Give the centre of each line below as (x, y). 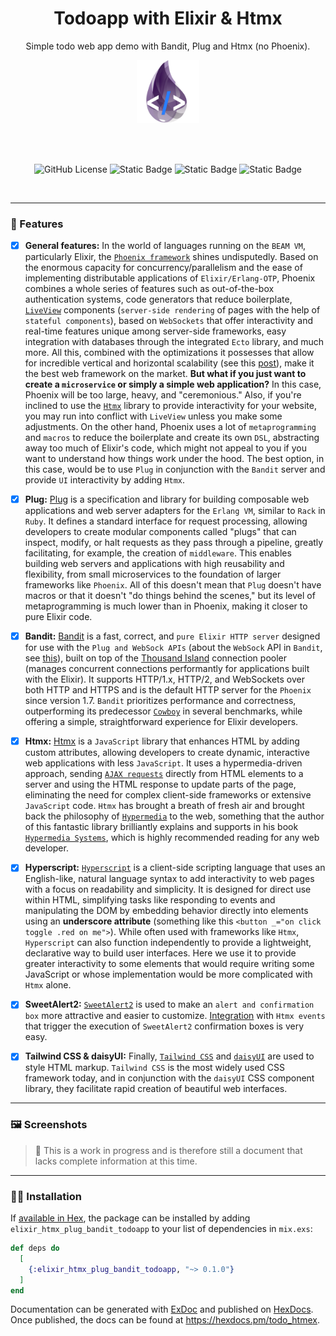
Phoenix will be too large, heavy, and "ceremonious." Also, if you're (163, 395)
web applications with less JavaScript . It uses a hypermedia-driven (163, 763)
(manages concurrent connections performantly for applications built (167, 669)
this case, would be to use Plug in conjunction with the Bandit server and (175, 469)
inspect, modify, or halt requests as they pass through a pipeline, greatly (174, 543)
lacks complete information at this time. (116, 1161)
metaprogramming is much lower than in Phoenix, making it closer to (166, 606)
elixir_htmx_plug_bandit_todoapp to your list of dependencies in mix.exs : (161, 1229)
